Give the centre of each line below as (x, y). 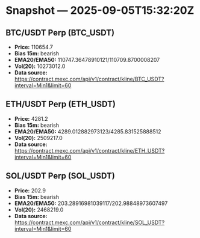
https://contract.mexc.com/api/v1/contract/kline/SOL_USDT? (89, 222)
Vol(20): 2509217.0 (38, 138)
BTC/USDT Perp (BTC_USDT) (60, 33)
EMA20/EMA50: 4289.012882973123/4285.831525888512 (88, 131)
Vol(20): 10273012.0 (40, 66)
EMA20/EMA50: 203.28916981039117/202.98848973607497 (91, 203)
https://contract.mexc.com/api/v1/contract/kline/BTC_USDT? (89, 79)
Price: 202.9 (30, 191)
